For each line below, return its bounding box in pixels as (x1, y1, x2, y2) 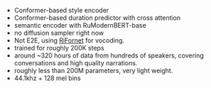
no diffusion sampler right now (13, 28, 104, 37)
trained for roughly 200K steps (13, 44, 104, 52)
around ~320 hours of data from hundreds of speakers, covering (13, 51, 204, 60)
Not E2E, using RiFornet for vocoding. (13, 36, 125, 45)
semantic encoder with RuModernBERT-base (13, 21, 147, 29)
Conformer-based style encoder (13, 6, 109, 14)
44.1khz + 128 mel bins (13, 74, 81, 82)
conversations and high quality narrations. (13, 59, 138, 67)
